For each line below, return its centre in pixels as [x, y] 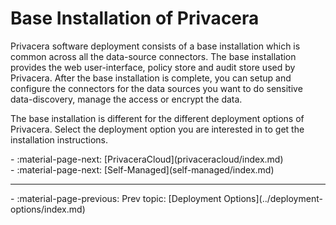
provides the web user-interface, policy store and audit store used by [153, 67]
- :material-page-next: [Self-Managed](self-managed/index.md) [142, 169]
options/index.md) [48, 209]
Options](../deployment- [273, 198]
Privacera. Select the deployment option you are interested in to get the [157, 129]
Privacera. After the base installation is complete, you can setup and [151, 78]
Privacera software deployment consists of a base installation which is [155, 46]
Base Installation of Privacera [135, 18]
